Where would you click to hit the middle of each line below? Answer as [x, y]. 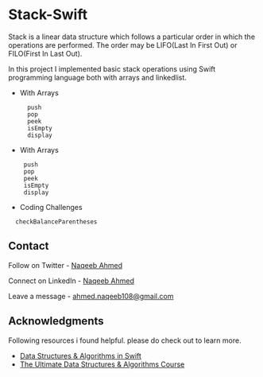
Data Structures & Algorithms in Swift [80, 356]
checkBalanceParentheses [56, 222]
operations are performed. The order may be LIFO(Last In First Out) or [123, 45]
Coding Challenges [51, 207]
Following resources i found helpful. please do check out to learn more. [125, 340]
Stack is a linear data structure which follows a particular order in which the [132, 37]
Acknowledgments [56, 321]
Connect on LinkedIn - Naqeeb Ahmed [72, 281]
